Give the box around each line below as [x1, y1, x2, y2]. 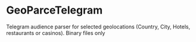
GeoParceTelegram [6, 4, 103, 17]
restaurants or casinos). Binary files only [6, 29, 105, 36]
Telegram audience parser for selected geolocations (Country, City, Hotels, [6, 23, 191, 30]
